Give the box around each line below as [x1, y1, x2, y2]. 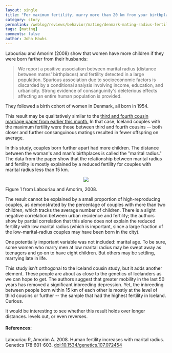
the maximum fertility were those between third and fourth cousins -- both [5, 124, 162, 130]
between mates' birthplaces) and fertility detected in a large [17, 71, 144, 77]
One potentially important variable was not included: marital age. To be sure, [5, 238, 166, 245]
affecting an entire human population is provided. [17, 93, 122, 99]
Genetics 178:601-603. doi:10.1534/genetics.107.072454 [5, 342, 122, 348]
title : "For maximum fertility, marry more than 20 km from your [5, 12, 147, 17]
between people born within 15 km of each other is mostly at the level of [5, 287, 158, 293]
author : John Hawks [5, 36, 47, 42]
